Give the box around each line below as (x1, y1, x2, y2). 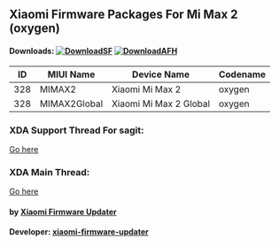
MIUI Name (47, 68, 96, 81)
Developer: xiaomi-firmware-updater (9, 227, 149, 237)
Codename (218, 68, 267, 81)
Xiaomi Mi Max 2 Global (111, 97, 211, 110)
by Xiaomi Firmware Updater (9, 206, 117, 217)
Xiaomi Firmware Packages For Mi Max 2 (9, 7, 238, 22)
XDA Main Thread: (9, 165, 90, 178)
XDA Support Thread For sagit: (9, 124, 144, 136)
